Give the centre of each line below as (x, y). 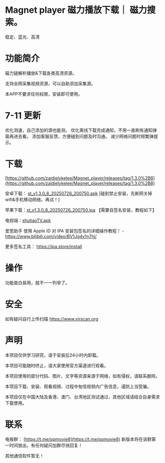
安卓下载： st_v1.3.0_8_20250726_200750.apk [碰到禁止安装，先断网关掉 (79, 193)
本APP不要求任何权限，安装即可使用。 (44, 94)
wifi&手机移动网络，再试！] (32, 199)
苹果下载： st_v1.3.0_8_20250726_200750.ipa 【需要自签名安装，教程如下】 (81, 210)
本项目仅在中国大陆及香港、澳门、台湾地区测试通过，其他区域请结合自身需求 (82, 397)
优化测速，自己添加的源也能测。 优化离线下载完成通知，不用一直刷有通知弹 (81, 130)
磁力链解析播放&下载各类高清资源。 (41, 73)
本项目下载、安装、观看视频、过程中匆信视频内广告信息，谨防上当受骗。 (78, 386)
